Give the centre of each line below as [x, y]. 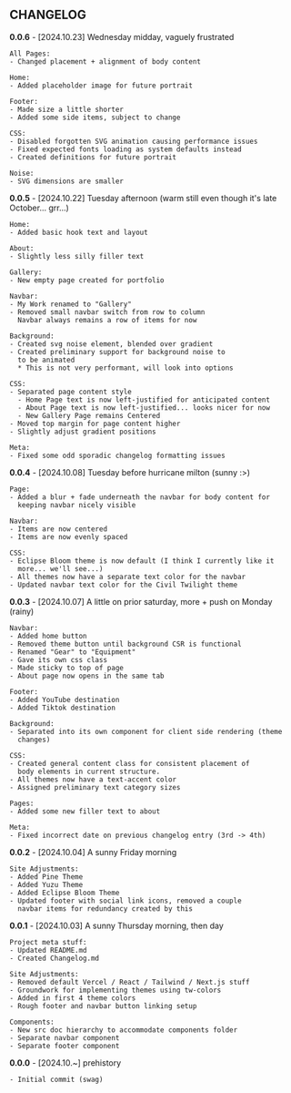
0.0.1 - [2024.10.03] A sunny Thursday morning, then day [117, 925]
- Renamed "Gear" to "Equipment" [73, 652]
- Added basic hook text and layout [79, 232]
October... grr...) [40, 208]
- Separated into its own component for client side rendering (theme [146, 731]
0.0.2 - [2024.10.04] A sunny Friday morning [93, 852]
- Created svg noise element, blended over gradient [111, 344]
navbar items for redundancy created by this [105, 909]
